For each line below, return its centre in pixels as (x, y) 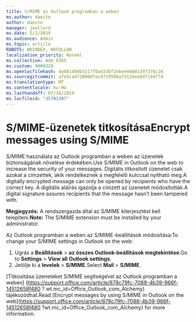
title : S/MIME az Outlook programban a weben (62, 11)
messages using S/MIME (68, 140)
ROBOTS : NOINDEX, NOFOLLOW (39, 50)
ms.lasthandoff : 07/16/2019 (40, 93)
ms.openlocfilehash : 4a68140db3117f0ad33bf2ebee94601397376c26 (85, 71)
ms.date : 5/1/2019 (28, 33)
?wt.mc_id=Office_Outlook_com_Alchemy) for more (104, 307)
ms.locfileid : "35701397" (37, 98)
